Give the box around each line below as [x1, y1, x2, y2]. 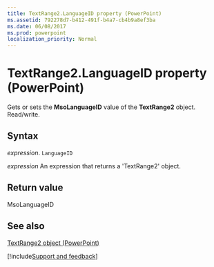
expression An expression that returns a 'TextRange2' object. [7, 161, 182, 170]
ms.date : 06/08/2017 [7, 23, 67, 30]
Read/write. [7, 110, 40, 119]
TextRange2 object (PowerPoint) [7, 239, 100, 247]
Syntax [7, 130, 39, 142]
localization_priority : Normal [7, 36, 97, 43]
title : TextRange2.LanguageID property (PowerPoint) [7, 10, 162, 17]
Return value [7, 182, 64, 194]
